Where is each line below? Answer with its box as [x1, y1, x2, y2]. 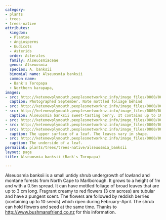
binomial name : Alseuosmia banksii [9, 72, 83, 77]
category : [5, 7, 26, 12]
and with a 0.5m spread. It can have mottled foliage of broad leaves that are [5, 182, 160, 188]
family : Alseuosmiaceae [9, 58, 58, 63]
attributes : [5, 26, 30, 31]
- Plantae [9, 35, 30, 40]
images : [5, 90, 21, 95]
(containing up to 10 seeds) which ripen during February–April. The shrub [5, 198, 155, 204]
